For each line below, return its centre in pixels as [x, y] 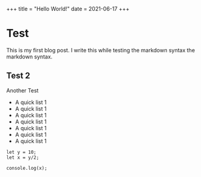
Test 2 [18, 76]
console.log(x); [27, 168]
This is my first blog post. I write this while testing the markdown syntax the [101, 50]
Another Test [22, 90]
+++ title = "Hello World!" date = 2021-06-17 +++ [68, 9]
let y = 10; [21, 152]
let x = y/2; [23, 158]
